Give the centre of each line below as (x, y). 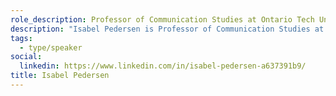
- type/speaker (51, 47)
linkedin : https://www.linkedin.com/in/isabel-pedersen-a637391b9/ (163, 66)
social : (26, 57)
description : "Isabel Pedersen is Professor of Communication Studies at (167, 29)
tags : (21, 38)
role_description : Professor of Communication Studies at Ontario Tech (162, 19)
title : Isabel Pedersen (60, 76)
